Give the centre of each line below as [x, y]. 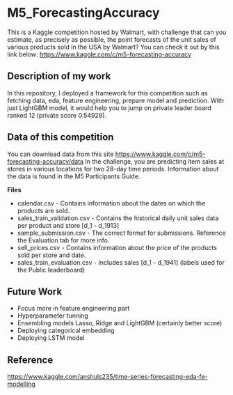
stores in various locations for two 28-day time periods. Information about [113, 169]
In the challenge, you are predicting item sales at [155, 161]
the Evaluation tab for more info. [63, 240]
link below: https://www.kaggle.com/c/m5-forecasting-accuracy [99, 54]
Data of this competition [61, 137]
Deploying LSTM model [51, 338]
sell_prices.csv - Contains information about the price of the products [117, 247]
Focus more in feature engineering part [73, 309]
